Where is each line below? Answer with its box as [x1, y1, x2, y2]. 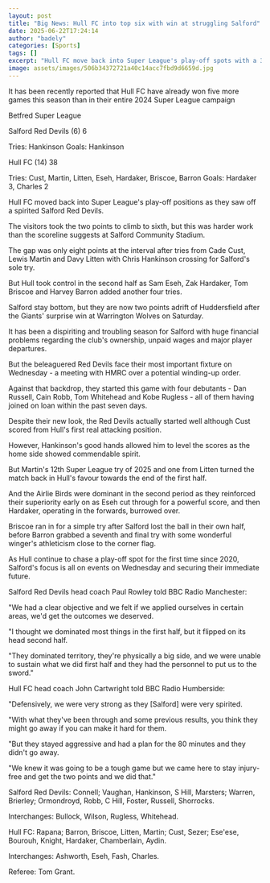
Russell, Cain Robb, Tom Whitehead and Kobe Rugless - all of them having [8, 392, 255, 401]
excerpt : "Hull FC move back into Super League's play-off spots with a [8, 57, 257, 65]
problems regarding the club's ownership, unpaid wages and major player [8, 335, 253, 345]
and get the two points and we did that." [23, 771, 157, 781]
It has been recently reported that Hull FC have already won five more [8, 86, 239, 96]
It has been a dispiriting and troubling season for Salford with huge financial [8, 326, 260, 336]
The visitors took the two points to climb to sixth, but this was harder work [8, 221, 254, 230]
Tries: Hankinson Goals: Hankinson [8, 142, 125, 151]
